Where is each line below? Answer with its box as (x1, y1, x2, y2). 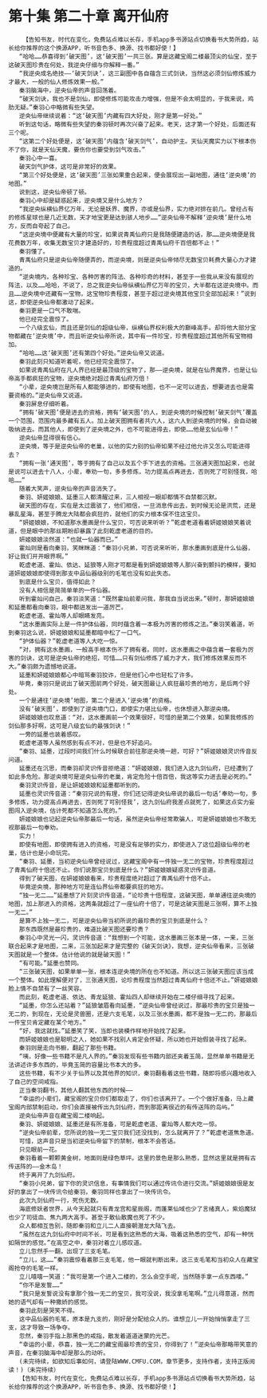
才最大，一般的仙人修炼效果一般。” (8, 77, 104, 86)
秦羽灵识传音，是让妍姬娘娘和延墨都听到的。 (18, 781, 144, 790)
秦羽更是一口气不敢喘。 (18, 306, 85, 315)
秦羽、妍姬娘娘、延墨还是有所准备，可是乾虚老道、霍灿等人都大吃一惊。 (18, 1120, 221, 1128)
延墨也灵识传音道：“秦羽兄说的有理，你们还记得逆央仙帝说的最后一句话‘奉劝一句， (18, 790, 252, 797)
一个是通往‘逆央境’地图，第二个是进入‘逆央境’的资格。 (18, 696, 176, 704)
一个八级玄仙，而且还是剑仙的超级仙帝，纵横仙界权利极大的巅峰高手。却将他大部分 (18, 324, 251, 332)
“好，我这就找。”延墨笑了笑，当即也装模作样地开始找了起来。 (18, 1026, 190, 1035)
